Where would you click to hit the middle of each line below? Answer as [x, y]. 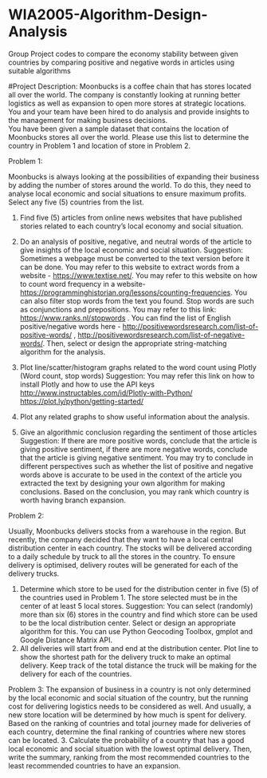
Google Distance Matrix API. [66, 640]
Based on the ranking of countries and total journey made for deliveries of [130, 723]
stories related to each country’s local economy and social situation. [132, 226]
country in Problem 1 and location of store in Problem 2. [100, 145]
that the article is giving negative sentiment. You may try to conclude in [136, 458]
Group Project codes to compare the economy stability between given [124, 54]
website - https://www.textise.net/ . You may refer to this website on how [138, 275]
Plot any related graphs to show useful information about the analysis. [134, 416]
